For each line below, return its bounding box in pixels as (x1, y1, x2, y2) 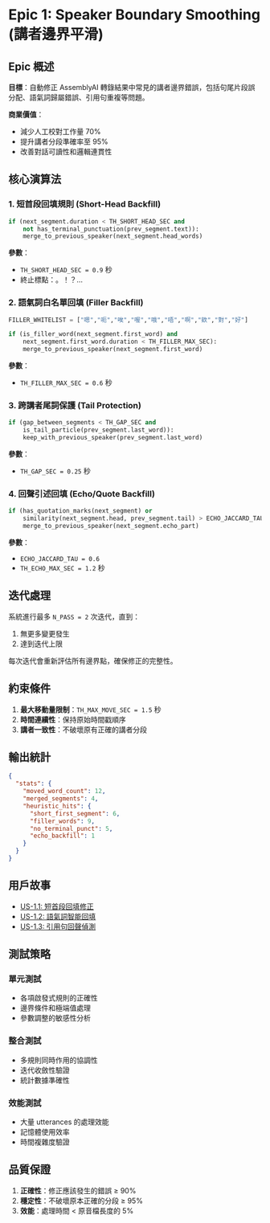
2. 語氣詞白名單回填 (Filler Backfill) (8, 297, 144, 309)
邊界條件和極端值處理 (19, 1003, 91, 1013)
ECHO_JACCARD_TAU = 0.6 (19, 554, 100, 563)
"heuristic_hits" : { (22, 802, 92, 810)
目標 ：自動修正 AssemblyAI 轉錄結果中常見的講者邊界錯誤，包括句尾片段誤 (8, 83, 256, 92)
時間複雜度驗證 (19, 1137, 70, 1147)
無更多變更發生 (19, 628, 70, 638)
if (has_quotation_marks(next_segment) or (8, 507, 153, 515)
